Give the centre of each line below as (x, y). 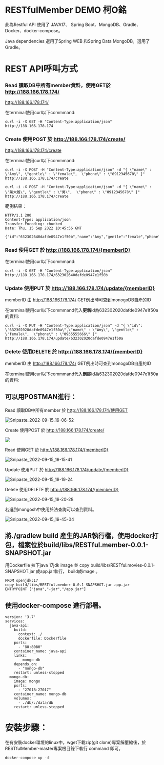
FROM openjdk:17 (21, 581)
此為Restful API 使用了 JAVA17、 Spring (45, 24)
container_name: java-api (40, 651)
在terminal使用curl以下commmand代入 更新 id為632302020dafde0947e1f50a (82, 310)
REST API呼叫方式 (41, 69)
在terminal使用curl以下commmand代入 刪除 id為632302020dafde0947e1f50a (82, 374)
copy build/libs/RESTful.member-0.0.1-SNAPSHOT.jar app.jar (68, 585)
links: (20, 656)
